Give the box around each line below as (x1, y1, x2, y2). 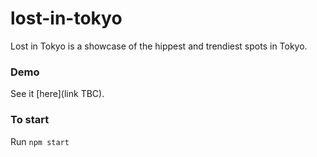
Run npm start (10, 135, 70, 147)
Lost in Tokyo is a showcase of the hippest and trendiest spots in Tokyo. (10, 40, 308, 52)
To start (10, 113, 50, 127)
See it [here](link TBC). (10, 88, 105, 100)
